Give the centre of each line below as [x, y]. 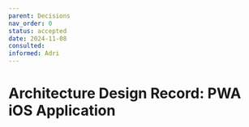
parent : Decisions [39, 16]
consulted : [27, 46]
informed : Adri [34, 53]
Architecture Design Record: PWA [125, 93]
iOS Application [62, 111]
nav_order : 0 [30, 23]
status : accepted [38, 31]
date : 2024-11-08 [38, 38]
